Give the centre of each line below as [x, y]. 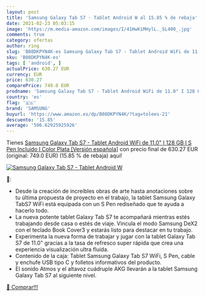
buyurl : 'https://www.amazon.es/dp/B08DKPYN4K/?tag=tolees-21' [88, 114]
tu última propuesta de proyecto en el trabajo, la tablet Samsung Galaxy [105, 198]
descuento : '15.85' [31, 120]
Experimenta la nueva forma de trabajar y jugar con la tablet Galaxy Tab [105, 237]
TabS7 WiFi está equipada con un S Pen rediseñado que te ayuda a [99, 204]
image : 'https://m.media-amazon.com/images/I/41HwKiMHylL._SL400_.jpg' [99, 29]
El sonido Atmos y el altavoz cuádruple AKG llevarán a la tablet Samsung [106, 269]
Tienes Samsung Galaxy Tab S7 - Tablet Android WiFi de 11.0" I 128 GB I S [99, 143]
